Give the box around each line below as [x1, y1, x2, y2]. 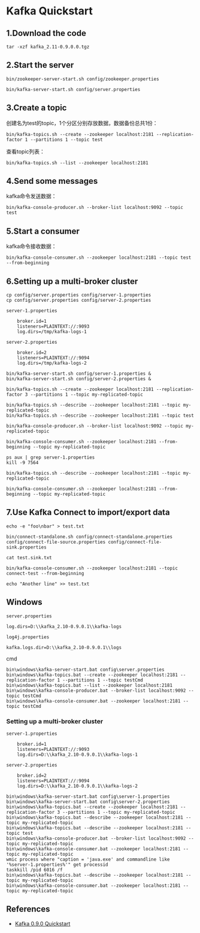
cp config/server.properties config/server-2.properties [6, 298, 151, 304]
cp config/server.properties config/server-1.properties [6, 292, 151, 298]
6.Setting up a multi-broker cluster [6, 276, 138, 286]
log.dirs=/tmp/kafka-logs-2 [17, 361, 87, 366]
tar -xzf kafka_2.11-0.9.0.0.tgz [6, 44, 90, 50]
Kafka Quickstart [6, 4, 93, 18]
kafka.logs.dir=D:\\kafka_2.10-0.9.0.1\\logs [6, 644, 122, 650]
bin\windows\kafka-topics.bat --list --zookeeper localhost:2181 [6, 682, 172, 688]
